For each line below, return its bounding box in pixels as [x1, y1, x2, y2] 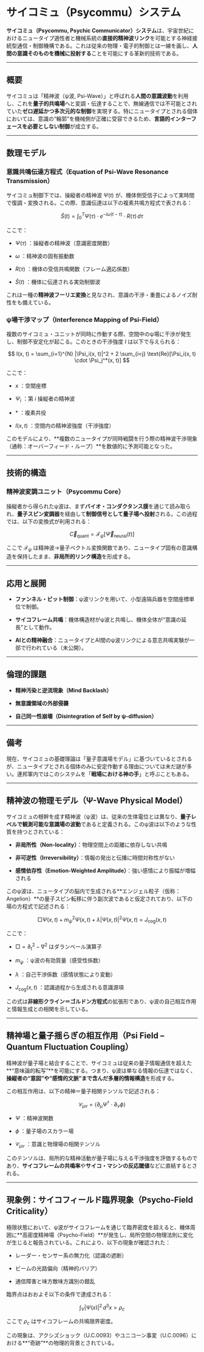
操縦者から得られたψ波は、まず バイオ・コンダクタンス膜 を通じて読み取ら [6, 503, 191, 510]
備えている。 [22, 299, 55, 306]
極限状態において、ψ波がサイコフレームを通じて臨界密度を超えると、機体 [6, 1224, 191, 1231]
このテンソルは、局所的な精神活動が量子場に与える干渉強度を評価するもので [6, 1154, 198, 1162]
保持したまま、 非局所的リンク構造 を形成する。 [16, 553, 134, 560]
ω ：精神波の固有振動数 [15, 252, 75, 259]
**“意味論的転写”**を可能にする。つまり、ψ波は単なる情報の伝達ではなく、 [6, 1067, 196, 1074]
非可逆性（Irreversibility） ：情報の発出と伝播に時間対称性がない [15, 854, 175, 861]
